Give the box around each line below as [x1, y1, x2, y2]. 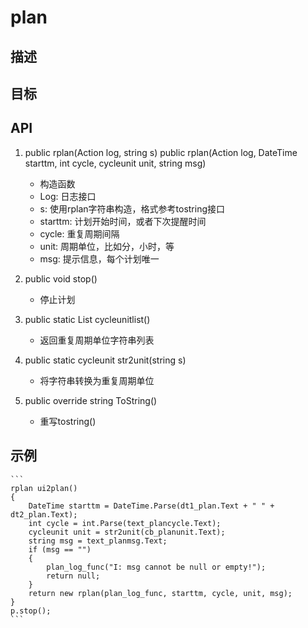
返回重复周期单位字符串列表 [39, 334, 155, 346]
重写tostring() [39, 415, 97, 427]
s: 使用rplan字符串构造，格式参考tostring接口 [39, 202, 226, 215]
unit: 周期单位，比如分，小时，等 [39, 240, 175, 252]
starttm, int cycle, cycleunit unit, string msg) [24, 157, 207, 169]
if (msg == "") [28, 544, 92, 555]
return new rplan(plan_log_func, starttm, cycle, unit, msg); [28, 588, 293, 598]
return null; [46, 571, 101, 581]
